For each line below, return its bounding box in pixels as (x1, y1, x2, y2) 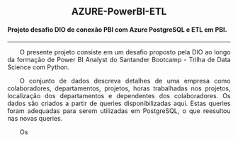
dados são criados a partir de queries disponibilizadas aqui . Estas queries (7, 99, 231, 107)
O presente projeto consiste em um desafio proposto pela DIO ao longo (20, 47, 231, 56)
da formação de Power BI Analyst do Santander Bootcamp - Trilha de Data (7, 55, 231, 64)
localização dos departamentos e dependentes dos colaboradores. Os (7, 91, 231, 100)
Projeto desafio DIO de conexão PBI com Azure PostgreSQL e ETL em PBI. (7, 25, 227, 34)
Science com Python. (7, 63, 70, 71)
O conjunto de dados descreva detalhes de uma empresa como (20, 76, 231, 85)
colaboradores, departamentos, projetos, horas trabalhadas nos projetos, (7, 84, 231, 93)
